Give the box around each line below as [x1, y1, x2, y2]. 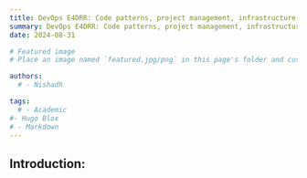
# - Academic [17, 105, 68, 114]
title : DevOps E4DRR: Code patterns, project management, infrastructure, [9, 13, 301, 23]
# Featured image [9, 47, 76, 56]
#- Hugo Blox [9, 113, 59, 123]
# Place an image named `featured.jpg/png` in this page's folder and [9, 56, 284, 65]
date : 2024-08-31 [9, 30, 76, 39]
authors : [9, 72, 43, 81]
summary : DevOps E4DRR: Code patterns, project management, [9, 22, 244, 31]
